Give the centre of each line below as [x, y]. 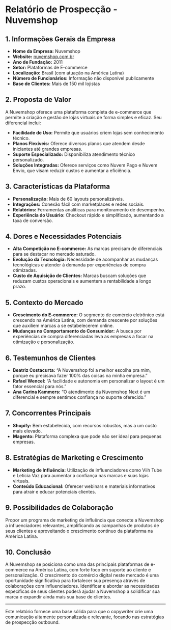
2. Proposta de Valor [38, 100]
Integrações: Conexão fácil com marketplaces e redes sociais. [78, 204]
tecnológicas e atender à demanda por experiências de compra [79, 265]
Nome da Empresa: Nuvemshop [46, 51]
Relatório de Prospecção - [62, 9]
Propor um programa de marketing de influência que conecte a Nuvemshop [84, 520]
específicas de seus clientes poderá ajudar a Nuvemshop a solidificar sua [83, 591]
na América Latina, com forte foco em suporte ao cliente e [90, 570]
